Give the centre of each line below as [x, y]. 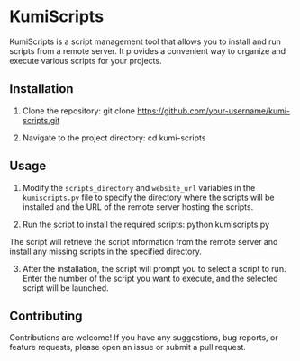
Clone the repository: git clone [78, 111]
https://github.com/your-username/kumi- [214, 111]
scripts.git [41, 120]
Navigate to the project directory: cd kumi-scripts [114, 138]
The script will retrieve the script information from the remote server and [144, 241]
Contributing [46, 316]
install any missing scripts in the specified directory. [106, 251]
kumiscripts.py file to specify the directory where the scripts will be [148, 197]
